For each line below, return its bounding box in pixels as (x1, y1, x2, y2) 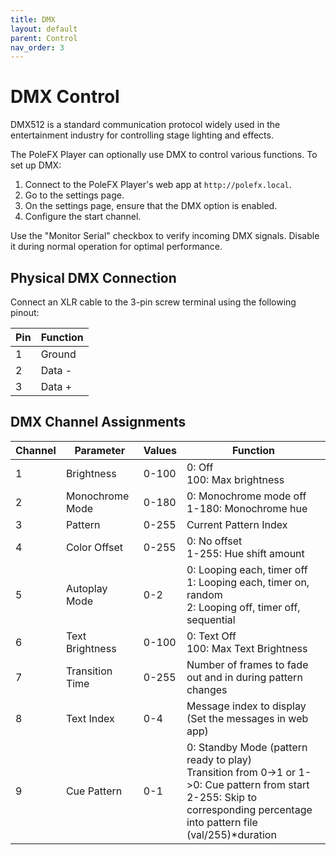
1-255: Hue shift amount (186, 546, 305, 560)
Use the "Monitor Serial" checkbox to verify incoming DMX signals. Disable (10, 230, 320, 242)
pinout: (10, 307, 40, 318)
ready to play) (186, 752, 252, 766)
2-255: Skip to (186, 790, 258, 804)
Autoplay (65, 581, 108, 595)
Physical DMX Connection (10, 269, 177, 286)
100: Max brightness (186, 472, 285, 486)
